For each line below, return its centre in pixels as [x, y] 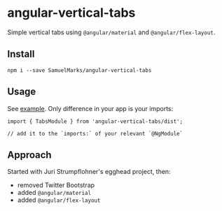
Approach [29, 155]
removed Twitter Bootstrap [56, 185]
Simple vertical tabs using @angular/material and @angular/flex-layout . [111, 32]
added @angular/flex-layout [59, 200]
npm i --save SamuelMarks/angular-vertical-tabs [79, 70]
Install [21, 54]
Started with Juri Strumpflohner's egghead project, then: [89, 172]
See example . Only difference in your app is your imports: [90, 108]
